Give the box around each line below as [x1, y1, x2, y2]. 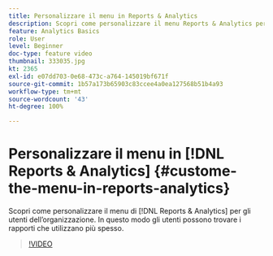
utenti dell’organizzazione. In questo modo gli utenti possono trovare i [8, 215, 241, 224]
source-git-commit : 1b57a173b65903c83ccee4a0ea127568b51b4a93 [8, 80, 223, 88]
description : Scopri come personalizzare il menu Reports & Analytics [8, 20, 253, 28]
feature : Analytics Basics [8, 27, 100, 35]
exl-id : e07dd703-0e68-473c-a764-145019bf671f [8, 72, 169, 80]
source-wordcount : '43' [8, 95, 89, 103]
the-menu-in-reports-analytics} [8, 180, 231, 197]
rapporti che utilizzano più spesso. [8, 223, 124, 233]
